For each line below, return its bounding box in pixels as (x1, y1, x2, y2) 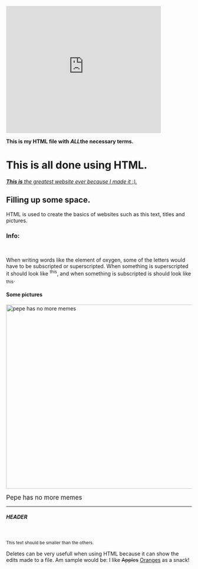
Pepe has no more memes (6, 493, 82, 501)
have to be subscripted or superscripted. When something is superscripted (6, 263, 189, 270)
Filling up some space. (6, 195, 91, 205)
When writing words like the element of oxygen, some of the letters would (6, 256, 186, 264)
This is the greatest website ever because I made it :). (6, 178, 137, 185)
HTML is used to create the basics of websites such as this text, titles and (6, 210, 185, 217)
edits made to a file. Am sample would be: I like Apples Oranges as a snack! (6, 556, 190, 563)
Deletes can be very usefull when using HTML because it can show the (6, 550, 179, 557)
